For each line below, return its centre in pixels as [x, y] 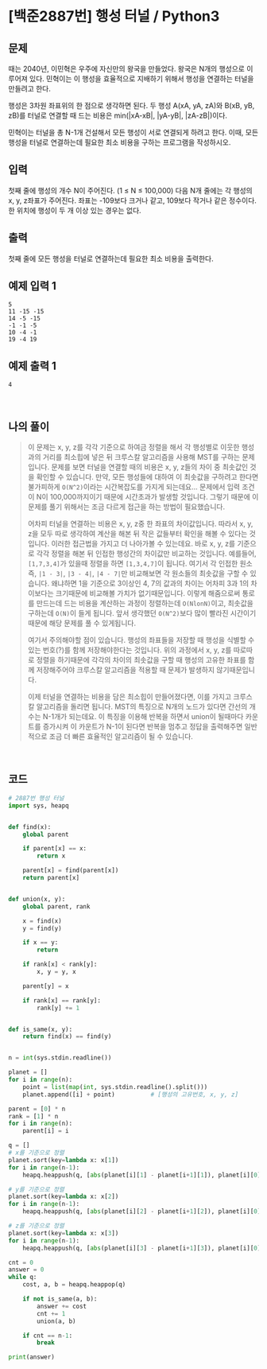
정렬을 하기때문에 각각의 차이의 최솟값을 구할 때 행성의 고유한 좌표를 [141, 660]
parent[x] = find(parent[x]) [71, 871]
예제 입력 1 [33, 286]
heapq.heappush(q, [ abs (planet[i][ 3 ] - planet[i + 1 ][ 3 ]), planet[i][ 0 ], [143, 1248]
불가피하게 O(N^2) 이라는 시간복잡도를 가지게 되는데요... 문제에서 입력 [134, 487]
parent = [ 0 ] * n [37, 1109]
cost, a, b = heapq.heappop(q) [74, 1285]
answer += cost [62, 1306]
